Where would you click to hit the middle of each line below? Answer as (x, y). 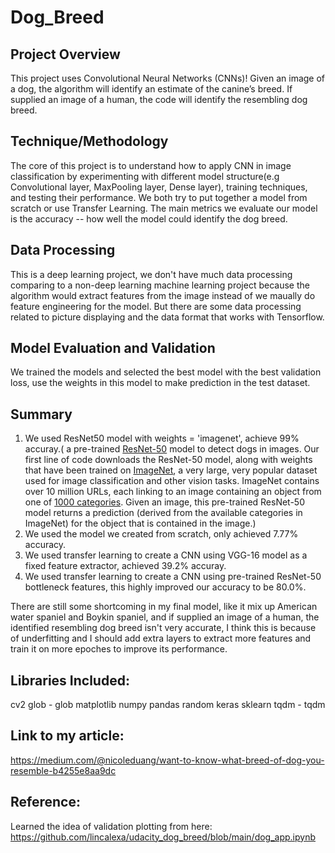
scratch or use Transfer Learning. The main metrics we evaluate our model (164, 208)
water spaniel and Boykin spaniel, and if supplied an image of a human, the (165, 617)
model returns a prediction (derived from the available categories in (163, 513)
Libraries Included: (70, 680)
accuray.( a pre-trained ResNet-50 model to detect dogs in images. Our (172, 449)
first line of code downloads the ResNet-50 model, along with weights (168, 460)
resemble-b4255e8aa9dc (63, 770)
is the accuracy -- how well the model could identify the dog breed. (149, 218)
